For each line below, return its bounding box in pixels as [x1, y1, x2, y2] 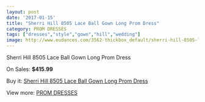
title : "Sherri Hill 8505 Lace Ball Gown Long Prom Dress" [6, 20, 160, 26]
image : [6, 37, 23, 43]
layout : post [6, 8, 40, 15]
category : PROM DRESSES [6, 25, 67, 32]
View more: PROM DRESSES [6, 89, 78, 96]
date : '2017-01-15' [6, 15, 56, 21]
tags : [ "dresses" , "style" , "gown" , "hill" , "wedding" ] [6, 32, 140, 38]
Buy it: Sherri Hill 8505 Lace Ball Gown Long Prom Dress [6, 77, 148, 84]
